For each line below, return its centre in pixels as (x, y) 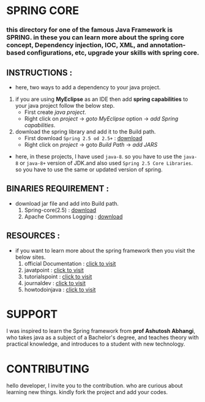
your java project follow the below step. (65, 105)
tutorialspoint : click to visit (58, 277)
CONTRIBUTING (48, 369)
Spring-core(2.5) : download (60, 210)
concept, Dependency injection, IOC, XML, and (77, 45)
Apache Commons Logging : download (73, 216)
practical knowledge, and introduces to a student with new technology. (96, 344)
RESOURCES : (33, 236)
